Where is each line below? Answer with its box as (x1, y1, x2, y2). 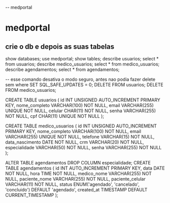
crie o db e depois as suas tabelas (5, 42, 115, 51)
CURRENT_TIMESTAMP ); (5, 192, 58, 198)
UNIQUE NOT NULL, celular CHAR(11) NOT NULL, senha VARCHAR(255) (5, 108, 156, 114)
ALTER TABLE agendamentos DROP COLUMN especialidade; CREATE (5, 160, 151, 165)
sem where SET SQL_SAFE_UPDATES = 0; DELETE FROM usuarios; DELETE (5, 82, 163, 88)
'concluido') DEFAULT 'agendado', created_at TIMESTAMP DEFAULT (5, 187, 148, 192)
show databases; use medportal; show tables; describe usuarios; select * (5, 56, 159, 61)
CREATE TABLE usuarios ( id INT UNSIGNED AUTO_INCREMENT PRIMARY (5, 97, 161, 103)
